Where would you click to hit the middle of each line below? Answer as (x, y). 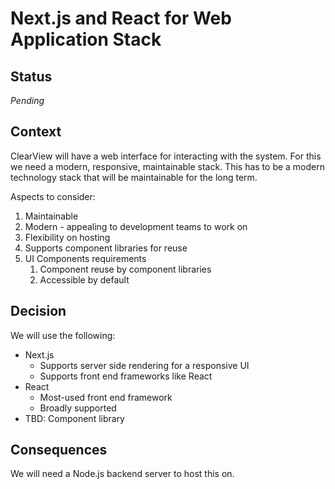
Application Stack (86, 39)
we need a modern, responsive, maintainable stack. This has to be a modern (168, 166)
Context (36, 132)
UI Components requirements (85, 258)
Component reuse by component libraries (125, 269)
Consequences (59, 450)
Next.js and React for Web (121, 18)
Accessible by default (84, 279)
